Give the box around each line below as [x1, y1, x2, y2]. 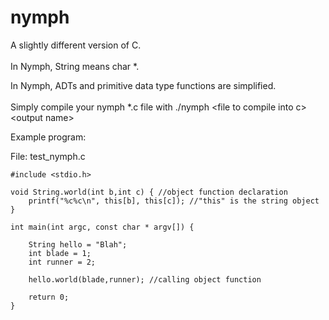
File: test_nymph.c [10, 150, 86, 162]
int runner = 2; [28, 257, 97, 267]
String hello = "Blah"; [28, 239, 128, 250]
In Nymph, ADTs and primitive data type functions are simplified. [10, 79, 277, 91]
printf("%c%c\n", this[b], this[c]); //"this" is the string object [28, 196, 320, 206]
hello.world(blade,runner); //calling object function [28, 274, 262, 285]
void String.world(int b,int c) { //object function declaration [10, 187, 288, 197]
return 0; [28, 292, 70, 302]
